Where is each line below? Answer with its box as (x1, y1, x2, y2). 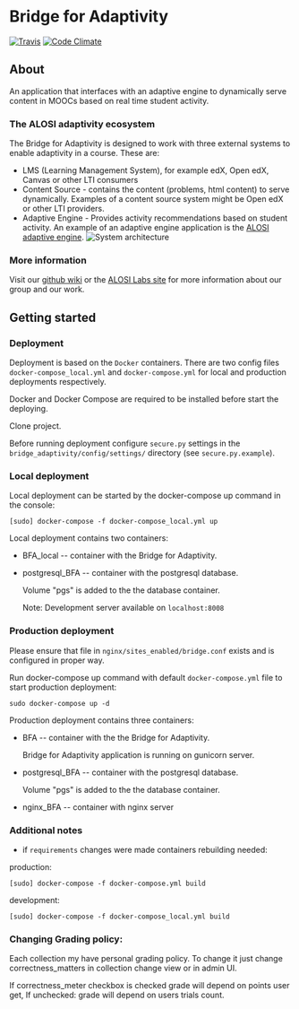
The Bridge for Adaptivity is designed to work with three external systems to (9, 138, 291, 149)
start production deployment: (9, 682, 117, 692)
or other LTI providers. (21, 204, 105, 214)
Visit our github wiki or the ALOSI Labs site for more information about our (9, 274, 282, 285)
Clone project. (9, 421, 62, 431)
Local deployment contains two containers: (9, 533, 168, 544)
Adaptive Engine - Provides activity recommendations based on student (21, 213, 288, 223)
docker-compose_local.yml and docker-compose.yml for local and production (9, 367, 286, 378)
